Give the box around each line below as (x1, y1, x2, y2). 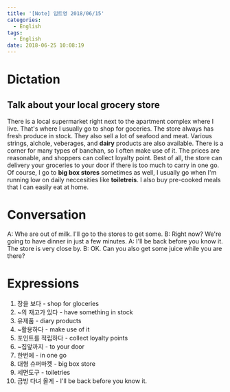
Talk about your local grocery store (7, 99, 160, 111)
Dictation (7, 72, 60, 87)
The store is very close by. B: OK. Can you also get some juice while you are (7, 244, 222, 252)
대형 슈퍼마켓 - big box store (16, 359, 96, 368)
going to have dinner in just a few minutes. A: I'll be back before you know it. (7, 237, 223, 245)
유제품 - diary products (16, 316, 82, 325)
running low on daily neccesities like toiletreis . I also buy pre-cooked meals (7, 176, 221, 184)
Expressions (7, 276, 80, 292)
